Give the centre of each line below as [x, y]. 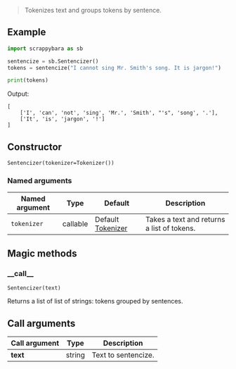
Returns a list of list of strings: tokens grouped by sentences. [95, 301]
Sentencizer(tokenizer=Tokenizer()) [61, 163]
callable [75, 224]
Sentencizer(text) [34, 288]
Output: [18, 94]
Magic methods [42, 253]
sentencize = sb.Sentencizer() [53, 61]
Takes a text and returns [185, 220]
